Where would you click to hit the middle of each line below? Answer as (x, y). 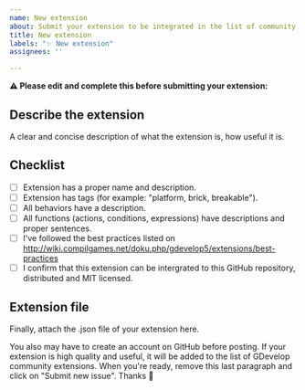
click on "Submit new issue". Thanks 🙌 (82, 375)
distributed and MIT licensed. (78, 279)
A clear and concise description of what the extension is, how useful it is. (147, 136)
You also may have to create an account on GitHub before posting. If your (148, 346)
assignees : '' (37, 52)
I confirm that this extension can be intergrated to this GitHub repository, (159, 268)
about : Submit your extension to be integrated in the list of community (153, 26)
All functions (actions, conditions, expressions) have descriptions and (153, 218)
